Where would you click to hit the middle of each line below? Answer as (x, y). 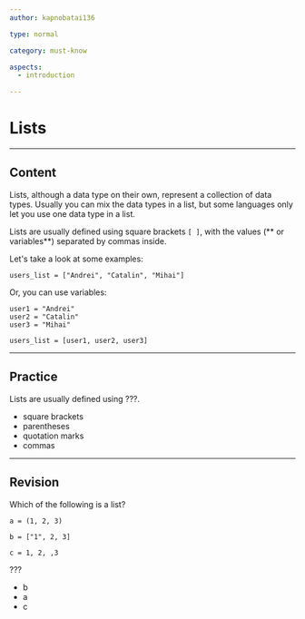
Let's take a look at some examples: (76, 259)
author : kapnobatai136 (52, 18)
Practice (34, 377)
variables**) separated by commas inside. (88, 241)
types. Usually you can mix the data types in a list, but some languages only (151, 204)
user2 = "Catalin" (44, 317)
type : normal (34, 34)
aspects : (26, 67)
